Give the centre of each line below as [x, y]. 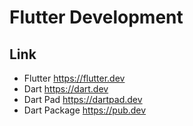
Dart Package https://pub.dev [85, 110]
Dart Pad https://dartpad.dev [83, 99]
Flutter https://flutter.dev [74, 78]
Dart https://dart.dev [66, 89]
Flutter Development [96, 17]
